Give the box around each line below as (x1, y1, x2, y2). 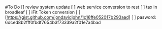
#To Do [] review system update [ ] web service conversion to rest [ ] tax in (5, 4, 158, 10)
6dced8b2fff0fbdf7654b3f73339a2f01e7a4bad (5, 19, 101, 25)
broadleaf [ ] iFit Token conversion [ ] (5, 9, 80, 15)
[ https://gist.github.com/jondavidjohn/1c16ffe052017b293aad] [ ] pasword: (5, 14, 156, 20)
